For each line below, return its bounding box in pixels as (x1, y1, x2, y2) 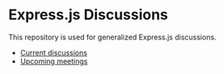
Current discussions (19, 47, 87, 57)
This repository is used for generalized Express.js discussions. (8, 32, 217, 42)
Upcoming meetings (19, 56, 88, 66)
